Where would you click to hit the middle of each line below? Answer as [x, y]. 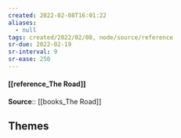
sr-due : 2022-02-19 [40, 45]
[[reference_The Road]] [47, 84]
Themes [29, 126]
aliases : [22, 23]
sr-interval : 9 [33, 52]
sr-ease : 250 [29, 60]
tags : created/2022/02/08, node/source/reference [91, 37]
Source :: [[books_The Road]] [55, 102]
